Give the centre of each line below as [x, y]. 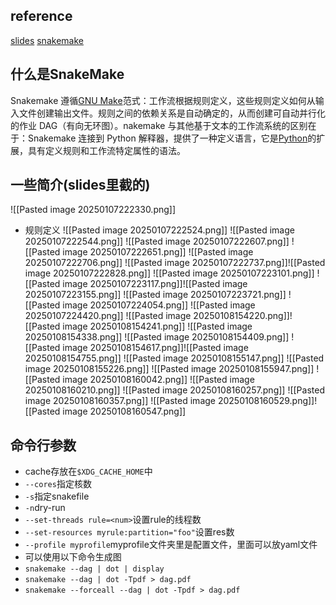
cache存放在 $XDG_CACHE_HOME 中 [88, 471]
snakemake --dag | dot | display [94, 569]
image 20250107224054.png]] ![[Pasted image [159, 305]
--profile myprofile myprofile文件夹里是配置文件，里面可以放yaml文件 [171, 545]
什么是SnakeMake [67, 74]
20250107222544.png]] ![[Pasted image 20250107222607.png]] [157, 241]
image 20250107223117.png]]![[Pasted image [155, 284]
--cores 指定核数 [58, 484]
